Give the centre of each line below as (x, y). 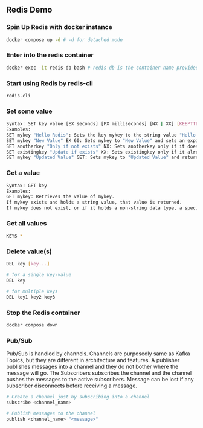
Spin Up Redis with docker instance (60, 27)
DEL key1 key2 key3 (31, 297)
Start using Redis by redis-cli (50, 83)
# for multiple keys (32, 292)
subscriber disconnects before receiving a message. (72, 386)
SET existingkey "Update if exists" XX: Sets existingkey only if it (96, 152)
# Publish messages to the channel (51, 413)
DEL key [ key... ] (28, 264)
